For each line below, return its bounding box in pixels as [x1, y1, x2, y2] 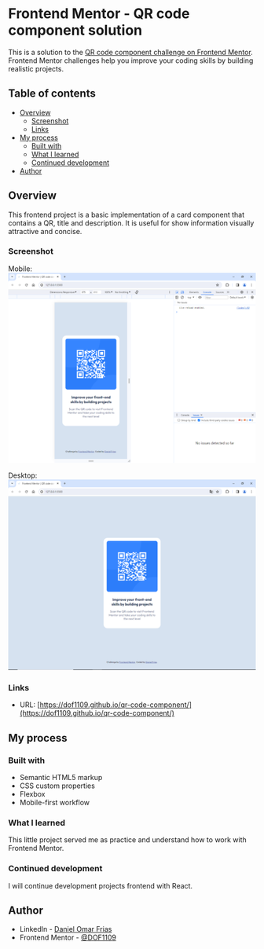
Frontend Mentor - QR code [8, 5, 190, 23]
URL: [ [19, 700, 41, 709]
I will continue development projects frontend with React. [8, 881, 193, 890]
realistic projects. [8, 64, 64, 73]
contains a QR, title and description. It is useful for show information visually [8, 218, 255, 228]
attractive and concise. [8, 226, 82, 236]
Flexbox [19, 790, 46, 799]
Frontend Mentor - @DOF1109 [19, 933, 116, 943]
